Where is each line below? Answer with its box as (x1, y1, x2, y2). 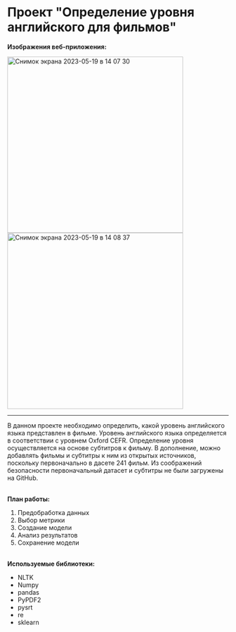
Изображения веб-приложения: (7, 42, 107, 51)
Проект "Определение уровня (7, 4, 195, 20)
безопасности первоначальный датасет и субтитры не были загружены (7, 466, 223, 474)
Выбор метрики (17, 516, 65, 524)
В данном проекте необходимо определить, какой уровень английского (7, 421, 225, 430)
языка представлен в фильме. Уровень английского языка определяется (7, 428, 227, 437)
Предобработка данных (17, 508, 90, 516)
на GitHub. (7, 473, 39, 482)
